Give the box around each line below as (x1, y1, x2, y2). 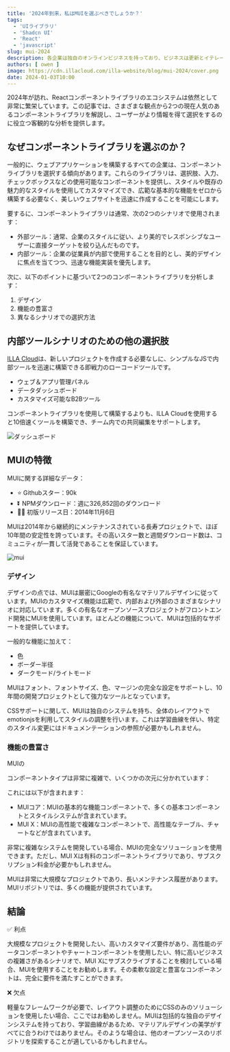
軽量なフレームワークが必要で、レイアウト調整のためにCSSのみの (7, 1003, 193, 1012)
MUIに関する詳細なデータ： (7, 474, 85, 482)
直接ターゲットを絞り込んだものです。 (35, 241, 143, 249)
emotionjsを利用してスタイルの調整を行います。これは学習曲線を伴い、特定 (7, 715, 220, 724)
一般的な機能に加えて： (7, 637, 73, 646)
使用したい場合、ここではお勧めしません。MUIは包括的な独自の (25, 1012, 205, 1020)
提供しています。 (25, 623, 73, 631)
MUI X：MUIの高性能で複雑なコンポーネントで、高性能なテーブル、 (16, 820, 207, 829)
